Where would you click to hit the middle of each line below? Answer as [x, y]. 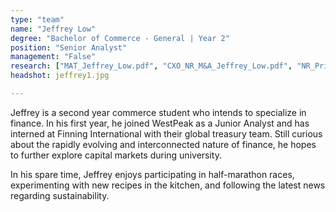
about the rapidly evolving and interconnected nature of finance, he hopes [163, 144]
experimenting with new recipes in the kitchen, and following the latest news [168, 185]
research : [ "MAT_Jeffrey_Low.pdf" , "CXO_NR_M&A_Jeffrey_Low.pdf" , [151, 66]
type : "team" [37, 19]
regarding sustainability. [60, 195]
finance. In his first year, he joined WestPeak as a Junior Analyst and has [160, 123]
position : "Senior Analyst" [69, 47]
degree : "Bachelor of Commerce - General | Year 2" [120, 38]
